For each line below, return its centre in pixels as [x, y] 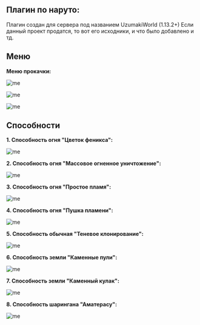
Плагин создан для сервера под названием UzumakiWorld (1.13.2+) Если [100, 24]
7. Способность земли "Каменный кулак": [63, 281]
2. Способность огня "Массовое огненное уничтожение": [84, 164]
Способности [33, 126]
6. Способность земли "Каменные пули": [62, 258]
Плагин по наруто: [43, 10]
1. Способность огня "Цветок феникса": [60, 140]
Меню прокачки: [29, 71]
